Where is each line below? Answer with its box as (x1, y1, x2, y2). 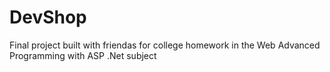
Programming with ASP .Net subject (9, 49, 157, 61)
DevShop (9, 6, 87, 29)
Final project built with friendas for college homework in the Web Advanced (9, 39, 321, 51)
